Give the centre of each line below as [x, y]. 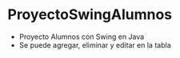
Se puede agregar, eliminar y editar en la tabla [95, 44]
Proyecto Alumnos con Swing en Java [82, 37]
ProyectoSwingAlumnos [90, 15]
